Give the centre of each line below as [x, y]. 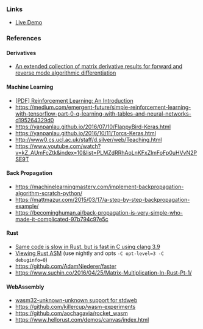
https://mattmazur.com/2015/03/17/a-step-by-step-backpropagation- [102, 199]
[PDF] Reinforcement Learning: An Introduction [74, 100]
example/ [27, 206]
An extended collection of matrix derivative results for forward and [99, 67]
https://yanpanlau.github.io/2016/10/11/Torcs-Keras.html [86, 133]
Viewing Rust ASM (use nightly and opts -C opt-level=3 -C [90, 253]
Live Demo [29, 23]
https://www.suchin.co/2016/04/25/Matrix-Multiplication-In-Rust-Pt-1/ [103, 273]
